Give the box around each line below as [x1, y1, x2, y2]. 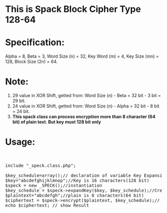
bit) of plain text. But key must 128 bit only [12, 119, 101, 125]
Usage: [5, 136, 36, 148]
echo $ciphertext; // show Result [5, 203, 89, 208]
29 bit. [12, 98, 26, 104]
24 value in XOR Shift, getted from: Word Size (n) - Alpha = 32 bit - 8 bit [12, 103, 160, 109]
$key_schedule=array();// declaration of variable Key [5, 173, 142, 178]
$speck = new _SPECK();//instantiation [5, 183, 102, 188]
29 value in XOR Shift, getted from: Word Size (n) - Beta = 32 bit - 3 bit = [12, 93, 162, 99]
